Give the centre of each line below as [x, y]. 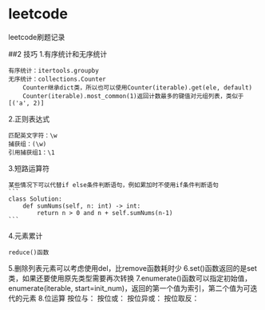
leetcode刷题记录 [37, 37]
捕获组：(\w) [28, 144]
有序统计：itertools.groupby [54, 70]
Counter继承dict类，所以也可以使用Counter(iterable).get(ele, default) [138, 87]
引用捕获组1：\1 [32, 153]
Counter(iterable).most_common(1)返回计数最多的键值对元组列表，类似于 [133, 96]
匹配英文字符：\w [33, 135]
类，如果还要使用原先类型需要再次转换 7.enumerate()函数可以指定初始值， [130, 278]
